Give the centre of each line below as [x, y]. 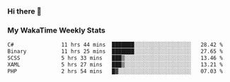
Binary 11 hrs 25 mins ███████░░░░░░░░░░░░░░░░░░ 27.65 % [115, 52]
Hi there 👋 [25, 11]
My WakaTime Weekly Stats [57, 30]
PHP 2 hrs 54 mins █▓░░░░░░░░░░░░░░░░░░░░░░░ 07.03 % [115, 71]
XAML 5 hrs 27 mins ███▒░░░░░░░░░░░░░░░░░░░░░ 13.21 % [115, 64]
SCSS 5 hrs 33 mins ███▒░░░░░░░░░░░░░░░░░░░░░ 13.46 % [115, 58]
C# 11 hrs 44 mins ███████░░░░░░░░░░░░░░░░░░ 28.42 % [115, 45]
